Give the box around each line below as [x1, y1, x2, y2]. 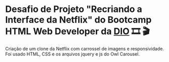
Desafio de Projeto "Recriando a [5, 3, 142, 15]
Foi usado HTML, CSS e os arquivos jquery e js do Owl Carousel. [5, 51, 140, 57]
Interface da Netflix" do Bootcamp [5, 14, 152, 25]
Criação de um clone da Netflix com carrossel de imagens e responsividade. [5, 45, 164, 51]
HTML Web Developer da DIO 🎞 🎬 [5, 26, 150, 37]
